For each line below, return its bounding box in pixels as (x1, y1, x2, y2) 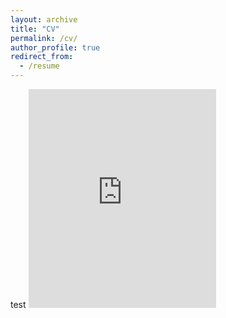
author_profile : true (10, 42, 101, 53)
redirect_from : (10, 52, 74, 62)
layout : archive (10, 14, 78, 25)
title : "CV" (10, 24, 60, 34)
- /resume (19, 61, 60, 71)
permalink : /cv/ (10, 33, 78, 43)
